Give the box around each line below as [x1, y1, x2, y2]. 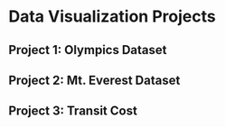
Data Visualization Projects [8, 6, 216, 27]
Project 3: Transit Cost [8, 104, 137, 119]
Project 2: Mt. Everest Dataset [8, 72, 181, 87]
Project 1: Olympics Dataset [8, 42, 168, 58]
